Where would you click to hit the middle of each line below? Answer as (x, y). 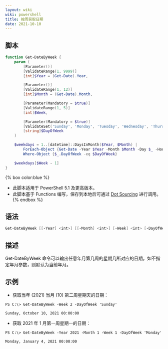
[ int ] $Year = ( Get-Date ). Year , (56, 76)
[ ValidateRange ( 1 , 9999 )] (50, 71)
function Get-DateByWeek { (33, 57)
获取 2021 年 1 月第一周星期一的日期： (51, 323)
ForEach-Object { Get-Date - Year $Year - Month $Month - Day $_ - (90, 149)
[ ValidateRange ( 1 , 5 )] (47, 108)
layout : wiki (19, 10)
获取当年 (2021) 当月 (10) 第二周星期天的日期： (60, 295)
